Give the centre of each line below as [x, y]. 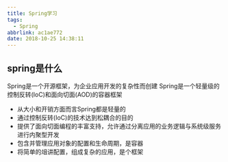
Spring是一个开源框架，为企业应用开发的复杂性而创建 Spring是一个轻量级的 [114, 85]
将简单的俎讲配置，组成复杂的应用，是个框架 [80, 152]
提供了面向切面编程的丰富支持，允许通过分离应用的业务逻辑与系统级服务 [119, 126]
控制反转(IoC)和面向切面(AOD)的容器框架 [65, 94]
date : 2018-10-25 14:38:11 [46, 39]
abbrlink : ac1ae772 [35, 32]
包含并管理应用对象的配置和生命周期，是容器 [80, 143]
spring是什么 [35, 68]
